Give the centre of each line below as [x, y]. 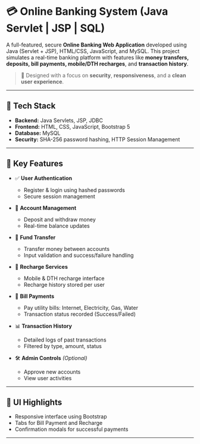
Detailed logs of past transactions [65, 340]
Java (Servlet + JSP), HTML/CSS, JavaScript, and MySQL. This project [93, 51]
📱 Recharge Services [41, 266]
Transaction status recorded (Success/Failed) [79, 314]
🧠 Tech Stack [31, 106]
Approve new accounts [52, 372]
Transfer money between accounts [67, 249]
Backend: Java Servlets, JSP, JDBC [59, 120]
